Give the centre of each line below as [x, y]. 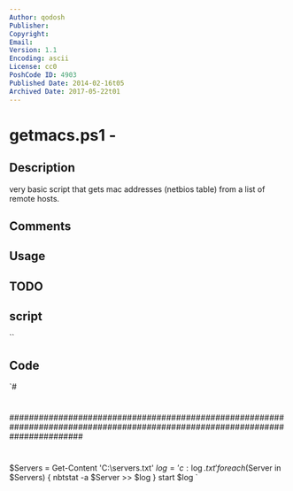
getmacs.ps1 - [63, 135]
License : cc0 [33, 67]
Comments [40, 226]
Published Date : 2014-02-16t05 [67, 83]
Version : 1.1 [33, 50]
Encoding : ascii [39, 58]
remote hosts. [35, 198]
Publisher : [29, 26]
